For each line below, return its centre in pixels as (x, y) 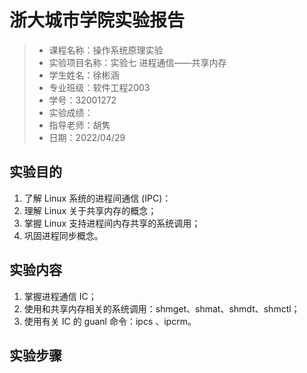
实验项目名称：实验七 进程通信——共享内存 (137, 62)
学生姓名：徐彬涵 (84, 75)
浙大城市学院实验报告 (97, 20)
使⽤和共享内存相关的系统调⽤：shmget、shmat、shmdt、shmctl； (162, 308)
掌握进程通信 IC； (60, 296)
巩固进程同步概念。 (63, 235)
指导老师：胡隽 (79, 125)
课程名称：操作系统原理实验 (106, 50)
